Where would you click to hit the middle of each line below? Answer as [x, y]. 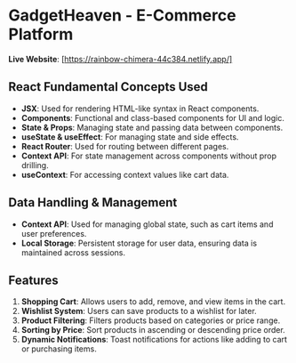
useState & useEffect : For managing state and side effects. [130, 137]
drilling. [35, 165]
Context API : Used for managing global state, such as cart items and [147, 224]
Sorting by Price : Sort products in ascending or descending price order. [153, 330]
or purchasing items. [59, 349]
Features [33, 280]
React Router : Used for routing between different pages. [125, 146]
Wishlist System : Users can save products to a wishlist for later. [139, 311]
